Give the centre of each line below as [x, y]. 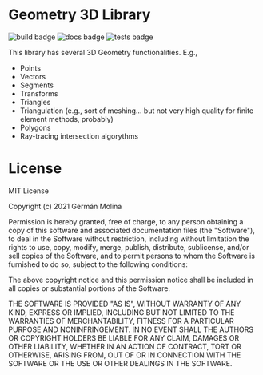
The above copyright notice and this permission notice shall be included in [131, 280]
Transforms [39, 93]
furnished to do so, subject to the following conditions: [98, 264]
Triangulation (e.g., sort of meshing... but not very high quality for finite [137, 111]
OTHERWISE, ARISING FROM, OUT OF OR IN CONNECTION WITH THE [125, 355]
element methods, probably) [66, 119]
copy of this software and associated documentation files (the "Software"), [132, 230]
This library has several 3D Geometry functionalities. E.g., [103, 52]
